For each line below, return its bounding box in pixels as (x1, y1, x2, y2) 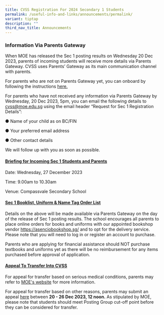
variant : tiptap (5, 16, 38, 21)
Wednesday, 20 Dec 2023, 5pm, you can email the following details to (5, 98, 147, 104)
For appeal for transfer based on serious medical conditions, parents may (5, 274, 154, 280)
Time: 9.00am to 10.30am (5, 178, 56, 185)
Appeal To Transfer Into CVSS (5, 263, 68, 269)
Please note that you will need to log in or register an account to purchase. (5, 231, 156, 237)
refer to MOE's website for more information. (5, 279, 96, 285)
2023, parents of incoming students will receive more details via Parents (5, 58, 151, 64)
